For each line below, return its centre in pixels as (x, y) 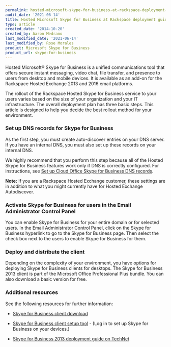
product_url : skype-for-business (41, 53)
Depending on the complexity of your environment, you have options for (81, 263)
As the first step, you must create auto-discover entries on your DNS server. (85, 139)
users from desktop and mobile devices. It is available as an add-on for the (84, 78)
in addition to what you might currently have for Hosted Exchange (74, 186)
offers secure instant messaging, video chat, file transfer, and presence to (83, 72)
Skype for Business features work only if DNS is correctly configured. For (82, 165)
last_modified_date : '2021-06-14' (42, 39)
